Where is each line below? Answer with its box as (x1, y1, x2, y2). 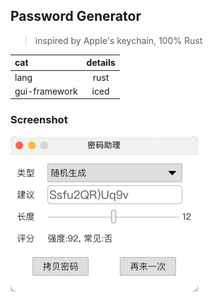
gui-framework (14, 85, 78, 97)
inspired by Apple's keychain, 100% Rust (34, 34, 203, 46)
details (86, 57, 116, 69)
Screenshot (10, 113, 68, 127)
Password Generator (10, 8, 142, 25)
